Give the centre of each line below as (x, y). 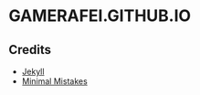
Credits (30, 50)
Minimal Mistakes (54, 81)
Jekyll (33, 71)
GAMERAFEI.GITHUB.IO (100, 16)
